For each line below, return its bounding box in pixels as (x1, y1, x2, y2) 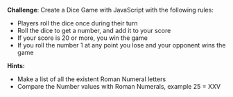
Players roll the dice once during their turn (17, 19, 138, 27)
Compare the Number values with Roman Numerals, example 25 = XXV (17, 83, 221, 90)
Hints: (7, 62, 26, 69)
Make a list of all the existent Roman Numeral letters (17, 75, 166, 83)
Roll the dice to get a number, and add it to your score (17, 27, 171, 34)
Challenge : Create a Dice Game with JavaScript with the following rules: (7, 6, 214, 14)
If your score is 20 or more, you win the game (17, 34, 148, 42)
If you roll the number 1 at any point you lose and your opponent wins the (17, 41, 226, 49)
